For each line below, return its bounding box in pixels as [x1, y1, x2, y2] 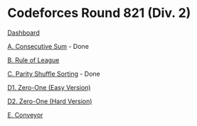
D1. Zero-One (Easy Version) [7, 83, 91, 91]
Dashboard [7, 28, 41, 37]
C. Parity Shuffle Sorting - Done [7, 69, 101, 78]
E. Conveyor [7, 110, 43, 119]
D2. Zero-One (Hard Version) [7, 97, 92, 105]
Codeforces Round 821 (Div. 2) [7, 5, 191, 21]
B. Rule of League [7, 55, 60, 64]
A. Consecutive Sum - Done [7, 42, 89, 50]
